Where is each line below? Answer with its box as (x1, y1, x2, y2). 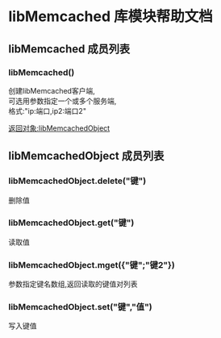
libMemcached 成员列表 (8, 42, 131, 56)
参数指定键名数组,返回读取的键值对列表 (8, 279, 139, 289)
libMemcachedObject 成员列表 (8, 149, 165, 163)
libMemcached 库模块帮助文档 (8, 7, 214, 26)
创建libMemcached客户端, (8, 86, 95, 95)
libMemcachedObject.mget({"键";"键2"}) (8, 259, 175, 270)
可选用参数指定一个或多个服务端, (8, 96, 117, 106)
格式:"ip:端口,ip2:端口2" (8, 106, 87, 115)
